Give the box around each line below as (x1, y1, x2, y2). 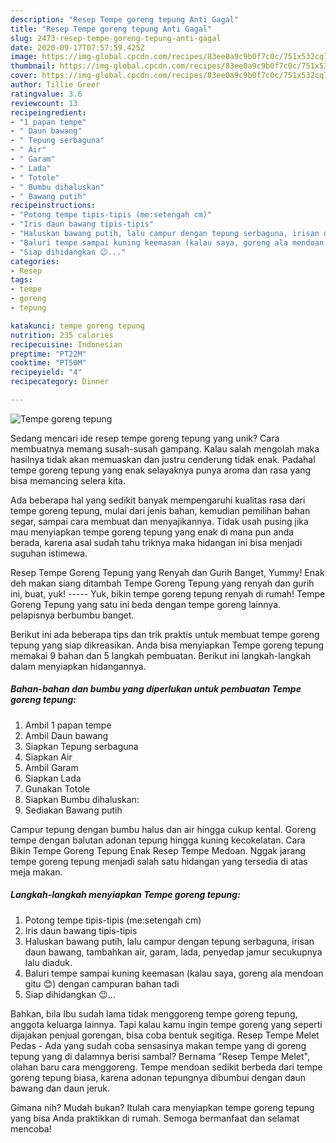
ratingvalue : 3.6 (10, 89, 83, 99)
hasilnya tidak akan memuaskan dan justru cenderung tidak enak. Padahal (10, 453, 316, 465)
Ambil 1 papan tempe (24, 719, 112, 731)
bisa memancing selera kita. (10, 474, 126, 486)
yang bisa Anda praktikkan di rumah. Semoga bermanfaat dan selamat (10, 1112, 300, 1124)
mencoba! (10, 1122, 52, 1135)
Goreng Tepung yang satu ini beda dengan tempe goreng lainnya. (10, 598, 282, 610)
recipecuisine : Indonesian (10, 339, 123, 350)
